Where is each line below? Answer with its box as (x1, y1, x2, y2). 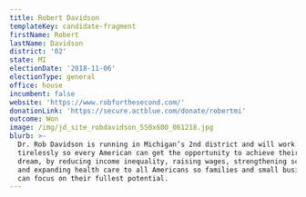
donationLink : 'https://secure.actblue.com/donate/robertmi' (9, 106, 247, 115)
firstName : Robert (9, 30, 79, 39)
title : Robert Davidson (9, 13, 100, 23)
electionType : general (9, 73, 96, 82)
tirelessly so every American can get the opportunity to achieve (17, 148, 275, 157)
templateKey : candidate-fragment (9, 22, 137, 31)
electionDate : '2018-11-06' (9, 64, 117, 74)
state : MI (9, 55, 47, 64)
